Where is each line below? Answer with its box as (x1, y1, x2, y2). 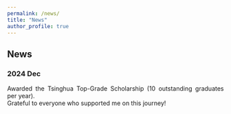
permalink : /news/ (7, 10, 60, 17)
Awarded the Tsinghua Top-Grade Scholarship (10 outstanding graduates (7, 84, 224, 93)
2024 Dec (7, 69, 41, 78)
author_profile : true (7, 23, 69, 30)
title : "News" (7, 16, 48, 23)
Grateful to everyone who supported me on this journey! (7, 99, 166, 107)
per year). (7, 92, 36, 100)
